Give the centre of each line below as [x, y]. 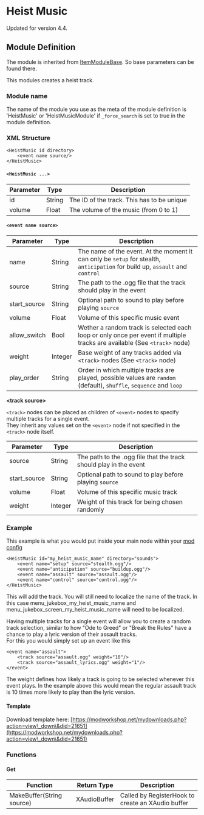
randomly [90, 509]
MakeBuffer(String [36, 796]
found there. [22, 68]
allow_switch [28, 335]
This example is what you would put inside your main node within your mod [100, 541]
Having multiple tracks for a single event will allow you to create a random [99, 621]
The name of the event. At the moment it [135, 251]
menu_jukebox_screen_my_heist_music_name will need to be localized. [95, 610]
